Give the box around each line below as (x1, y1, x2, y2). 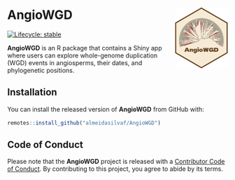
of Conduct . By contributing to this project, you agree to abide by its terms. (7, 165, 224, 173)
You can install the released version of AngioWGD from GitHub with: (7, 105, 204, 113)
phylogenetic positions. (7, 66, 75, 74)
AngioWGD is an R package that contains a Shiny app (7, 43, 162, 52)
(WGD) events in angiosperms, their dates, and (7, 58, 143, 67)
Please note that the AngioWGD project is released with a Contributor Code (7, 158, 225, 166)
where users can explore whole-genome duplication (7, 51, 158, 60)
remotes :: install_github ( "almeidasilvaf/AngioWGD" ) (7, 119, 161, 126)
